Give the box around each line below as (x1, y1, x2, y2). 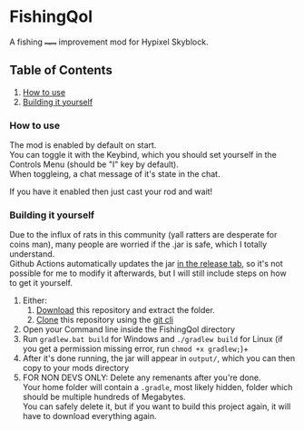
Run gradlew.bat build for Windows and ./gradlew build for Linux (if (22, 334, 283, 345)
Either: (22, 295, 47, 306)
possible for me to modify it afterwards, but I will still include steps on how (9, 268, 288, 279)
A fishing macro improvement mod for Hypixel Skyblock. (9, 36, 209, 47)
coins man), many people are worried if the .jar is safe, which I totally (9, 239, 268, 250)
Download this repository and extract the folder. (35, 305, 215, 316)
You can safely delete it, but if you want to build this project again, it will (22, 401, 291, 412)
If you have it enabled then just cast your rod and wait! (9, 186, 213, 197)
